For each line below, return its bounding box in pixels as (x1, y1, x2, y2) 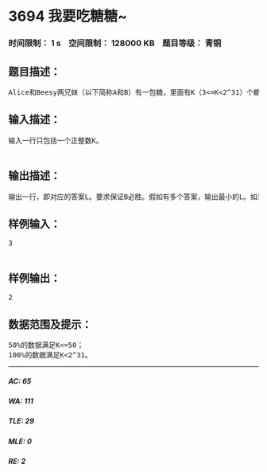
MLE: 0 (8, 436, 32, 446)
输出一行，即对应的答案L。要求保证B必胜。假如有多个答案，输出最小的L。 (8, 192, 251, 201)
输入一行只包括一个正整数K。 (8, 136, 103, 145)
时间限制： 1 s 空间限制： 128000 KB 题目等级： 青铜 (8, 37, 222, 49)
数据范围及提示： (8, 318, 92, 331)
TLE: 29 (8, 416, 34, 426)
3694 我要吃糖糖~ (8, 7, 128, 25)
